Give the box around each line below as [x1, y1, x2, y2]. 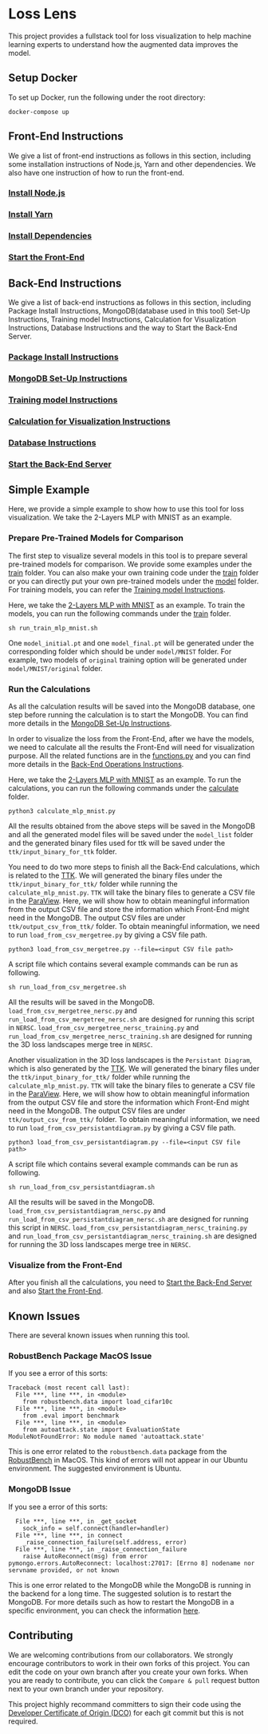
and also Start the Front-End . [8, 1286, 104, 1296]
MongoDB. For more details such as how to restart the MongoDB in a [8, 1597, 235, 1606]
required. [8, 1716, 38, 1726]
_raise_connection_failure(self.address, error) [22, 1538, 187, 1546]
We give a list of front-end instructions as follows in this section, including [8, 151, 251, 160]
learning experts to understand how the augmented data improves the [8, 39, 238, 49]
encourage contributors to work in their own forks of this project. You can [8, 1658, 250, 1668]
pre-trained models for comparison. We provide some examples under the [8, 559, 253, 569]
